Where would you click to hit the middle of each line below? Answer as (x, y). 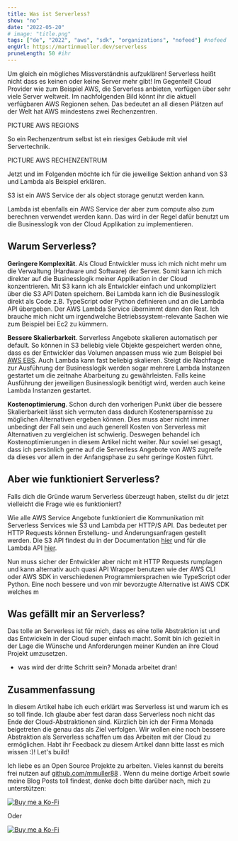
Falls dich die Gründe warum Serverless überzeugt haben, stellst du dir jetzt (118, 496)
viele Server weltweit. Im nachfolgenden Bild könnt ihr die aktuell (102, 96)
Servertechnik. (29, 146)
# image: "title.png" (39, 34)
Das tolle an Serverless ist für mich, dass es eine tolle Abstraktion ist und (114, 631)
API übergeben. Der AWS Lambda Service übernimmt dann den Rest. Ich (113, 309)
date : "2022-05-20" (36, 27)
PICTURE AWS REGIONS (43, 125)
